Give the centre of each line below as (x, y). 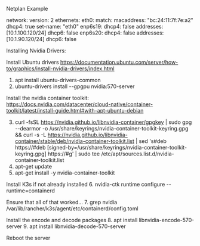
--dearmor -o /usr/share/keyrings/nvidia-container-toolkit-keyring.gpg (101, 128)
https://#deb (30, 147)
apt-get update (33, 166)
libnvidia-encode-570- (167, 220)
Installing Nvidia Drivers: (36, 51)
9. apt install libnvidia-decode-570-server (75, 226)
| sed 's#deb (151, 141)
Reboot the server (28, 238)
